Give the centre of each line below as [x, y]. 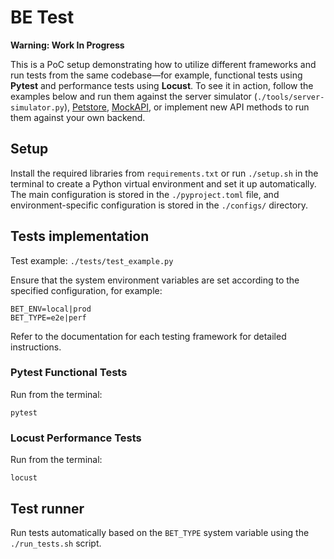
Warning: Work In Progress [67, 45]
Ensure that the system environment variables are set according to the [155, 280]
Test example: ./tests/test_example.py [92, 260]
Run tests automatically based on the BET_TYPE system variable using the [160, 532]
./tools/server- [290, 97]
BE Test [42, 17]
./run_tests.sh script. [56, 543]
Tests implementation [80, 236]
